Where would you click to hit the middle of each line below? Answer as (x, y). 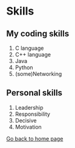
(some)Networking (38, 74)
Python (24, 67)
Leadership (29, 107)
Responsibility (32, 114)
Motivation (28, 127)
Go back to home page (35, 138)
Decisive (26, 120)
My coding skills (38, 34)
